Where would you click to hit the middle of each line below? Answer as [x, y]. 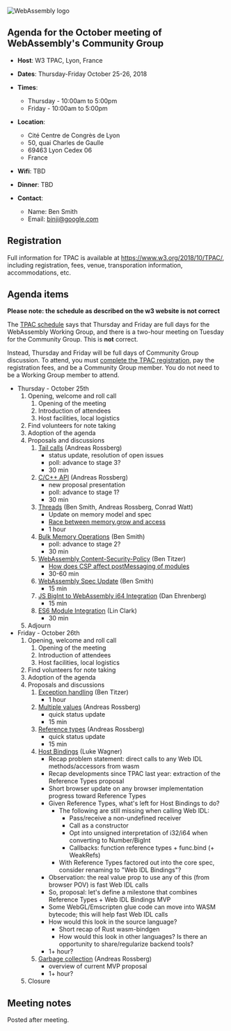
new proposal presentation [87, 485]
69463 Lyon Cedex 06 [60, 150]
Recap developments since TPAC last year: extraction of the [134, 774]
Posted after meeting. [38, 1020]
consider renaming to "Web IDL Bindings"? [120, 870]
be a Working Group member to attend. [63, 375]
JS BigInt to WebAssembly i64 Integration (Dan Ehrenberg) [122, 596]
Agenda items [38, 295]
